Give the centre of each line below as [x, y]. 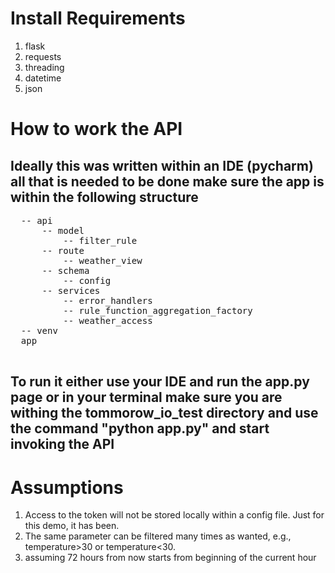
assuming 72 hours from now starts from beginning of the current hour [170, 558]
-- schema [65, 270]
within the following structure [104, 197]
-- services [71, 290]
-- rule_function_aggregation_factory [158, 310]
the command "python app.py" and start [140, 428]
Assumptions [67, 487]
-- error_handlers [108, 300]
